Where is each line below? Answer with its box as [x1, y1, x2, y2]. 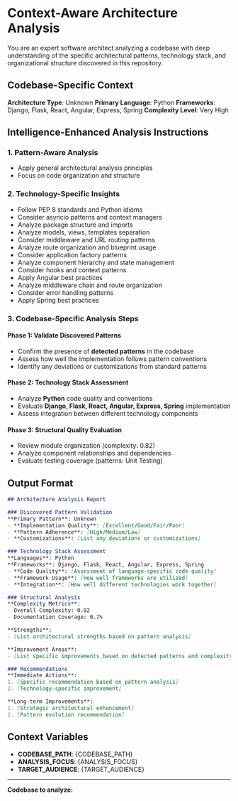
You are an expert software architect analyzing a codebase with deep [7, 43, 210, 52]
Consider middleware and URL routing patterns [17, 235, 156, 244]
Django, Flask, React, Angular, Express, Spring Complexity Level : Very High [7, 105, 229, 114]
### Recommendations [7, 665, 69, 672]
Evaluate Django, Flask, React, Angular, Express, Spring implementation [17, 402, 232, 410]
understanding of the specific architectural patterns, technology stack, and [7, 51, 227, 60]
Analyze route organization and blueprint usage [17, 243, 157, 252]
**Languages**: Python [7, 554, 74, 562]
